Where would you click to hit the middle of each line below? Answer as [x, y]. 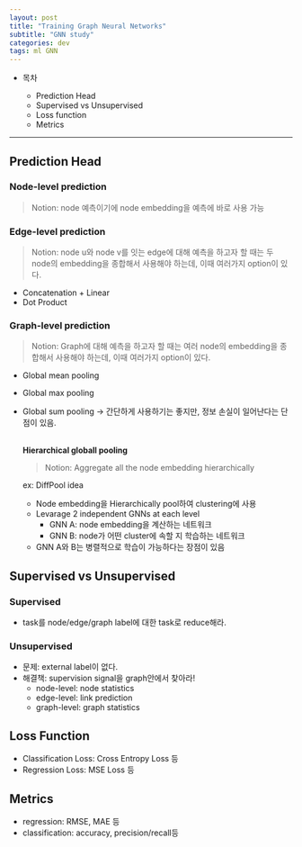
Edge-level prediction [58, 231]
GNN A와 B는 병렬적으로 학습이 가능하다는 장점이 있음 [130, 547]
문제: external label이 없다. [70, 667]
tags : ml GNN [34, 51]
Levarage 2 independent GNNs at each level [118, 514]
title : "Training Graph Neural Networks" [88, 26]
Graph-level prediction [60, 326]
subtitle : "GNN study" [52, 34]
